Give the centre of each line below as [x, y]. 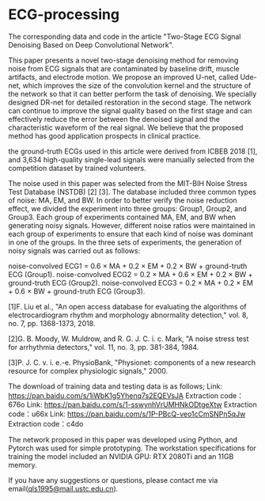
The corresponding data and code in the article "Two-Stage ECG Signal [125, 36]
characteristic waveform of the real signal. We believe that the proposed [126, 127]
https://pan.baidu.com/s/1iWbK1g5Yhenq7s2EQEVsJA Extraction [114, 395]
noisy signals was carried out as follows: [74, 250]
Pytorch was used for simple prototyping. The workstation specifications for [132, 448]
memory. [23, 465]
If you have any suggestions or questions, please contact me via [113, 480]
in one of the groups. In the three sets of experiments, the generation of [125, 242]
